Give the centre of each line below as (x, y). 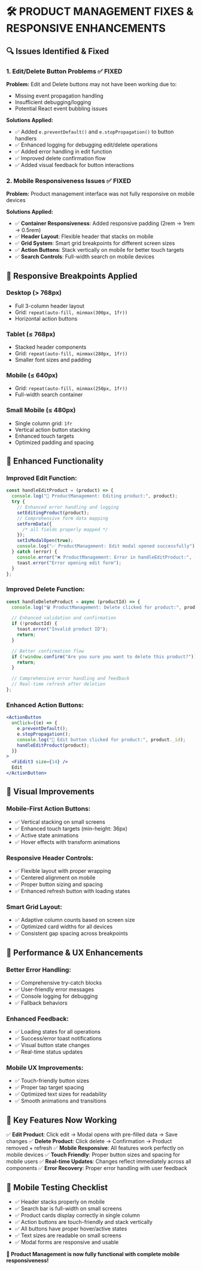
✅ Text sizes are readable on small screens (68, 1235)
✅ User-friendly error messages (54, 989)
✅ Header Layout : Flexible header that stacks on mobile (84, 236)
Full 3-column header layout (50, 306)
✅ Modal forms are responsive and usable (67, 1242)
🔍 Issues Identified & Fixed (58, 51)
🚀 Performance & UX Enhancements (75, 953)
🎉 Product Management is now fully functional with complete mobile (93, 1254)
